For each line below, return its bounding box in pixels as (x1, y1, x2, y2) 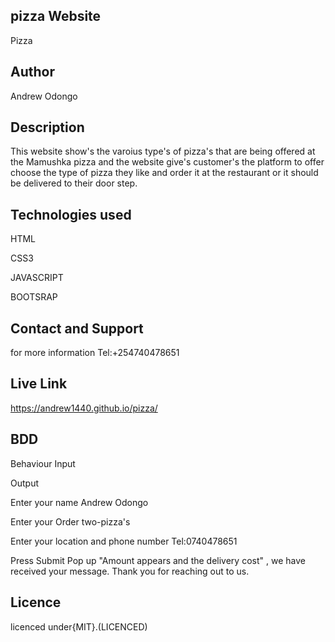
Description (10, 119, 85, 136)
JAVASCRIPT (10, 272, 64, 284)
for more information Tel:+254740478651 (10, 347, 180, 359)
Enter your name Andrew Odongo (10, 496, 149, 508)
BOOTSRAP (10, 291, 58, 303)
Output (10, 477, 39, 489)
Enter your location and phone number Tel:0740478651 (10, 535, 238, 547)
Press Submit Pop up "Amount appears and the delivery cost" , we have (10, 554, 306, 566)
